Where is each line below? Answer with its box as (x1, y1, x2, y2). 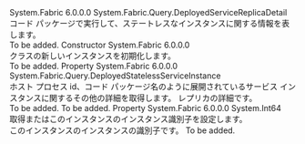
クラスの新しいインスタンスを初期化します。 (9, 50, 176, 61)
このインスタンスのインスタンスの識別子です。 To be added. (9, 125, 236, 136)
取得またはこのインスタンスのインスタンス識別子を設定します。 (9, 114, 248, 124)
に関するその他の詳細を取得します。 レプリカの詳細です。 (40, 93, 258, 103)
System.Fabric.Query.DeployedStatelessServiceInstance (9, 70, 221, 81)
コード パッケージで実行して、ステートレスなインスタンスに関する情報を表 (9, 18, 290, 28)
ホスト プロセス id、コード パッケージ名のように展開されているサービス (9, 81, 279, 92)
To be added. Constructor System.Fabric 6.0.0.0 (9, 39, 190, 50)
